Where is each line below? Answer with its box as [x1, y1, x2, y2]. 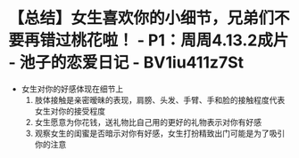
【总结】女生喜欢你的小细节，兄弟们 [8, 8, 275, 28]
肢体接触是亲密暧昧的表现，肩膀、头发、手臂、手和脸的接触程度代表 [34, 94, 286, 105]
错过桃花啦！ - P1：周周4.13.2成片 [39, 30, 289, 51]
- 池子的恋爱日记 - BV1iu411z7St [8, 52, 245, 73]
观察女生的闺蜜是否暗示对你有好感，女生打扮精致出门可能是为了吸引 [34, 128, 286, 138]
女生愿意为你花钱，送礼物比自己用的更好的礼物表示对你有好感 [34, 116, 262, 127]
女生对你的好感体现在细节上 [21, 83, 124, 94]
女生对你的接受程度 [34, 106, 106, 116]
